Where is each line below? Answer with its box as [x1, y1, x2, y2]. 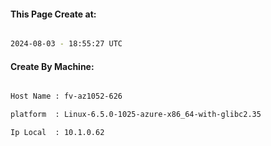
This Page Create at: [10, 8, 97, 20]
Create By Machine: [10, 60, 95, 72]
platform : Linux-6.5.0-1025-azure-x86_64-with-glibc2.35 [10, 110, 262, 120]
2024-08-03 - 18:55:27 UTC [10, 39, 123, 49]
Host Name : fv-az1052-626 [10, 91, 123, 102]
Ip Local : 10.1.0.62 [10, 128, 105, 138]
